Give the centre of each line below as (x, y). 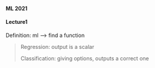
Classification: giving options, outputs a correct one (84, 58)
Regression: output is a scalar (57, 47)
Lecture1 (17, 22)
